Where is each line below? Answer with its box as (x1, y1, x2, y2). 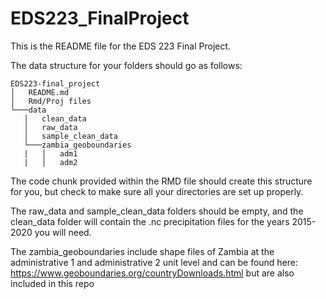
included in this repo (10, 277, 95, 289)
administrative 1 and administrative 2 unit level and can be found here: (10, 256, 299, 268)
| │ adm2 (23, 157, 78, 167)
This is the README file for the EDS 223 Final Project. (10, 40, 232, 52)
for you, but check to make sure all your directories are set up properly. (10, 185, 304, 197)
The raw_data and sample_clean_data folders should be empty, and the (10, 205, 304, 217)
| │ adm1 (23, 148, 78, 159)
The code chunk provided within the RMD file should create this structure (10, 175, 313, 187)
